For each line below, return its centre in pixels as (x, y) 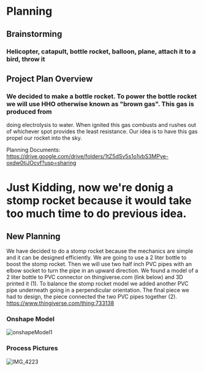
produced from (29, 112)
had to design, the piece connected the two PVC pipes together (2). (92, 297)
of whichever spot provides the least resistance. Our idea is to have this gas (102, 132)
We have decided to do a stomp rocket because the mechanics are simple (100, 251)
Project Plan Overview (50, 79)
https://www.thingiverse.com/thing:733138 (60, 303)
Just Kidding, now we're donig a (90, 188)
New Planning (33, 236)
